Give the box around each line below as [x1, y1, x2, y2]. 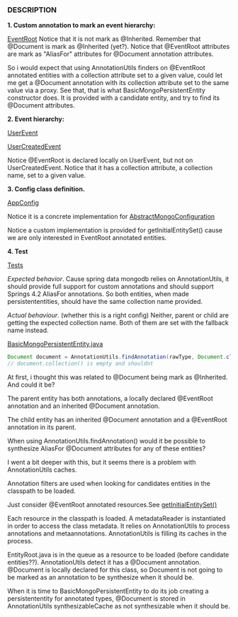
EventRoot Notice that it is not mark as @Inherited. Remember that [7, 35, 201, 43]
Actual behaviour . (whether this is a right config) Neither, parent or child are [7, 311, 229, 319]
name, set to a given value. [7, 171, 86, 180]
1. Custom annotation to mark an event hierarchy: [7, 21, 156, 30]
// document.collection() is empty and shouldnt [7, 360, 154, 368]
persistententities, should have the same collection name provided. [7, 298, 203, 306]
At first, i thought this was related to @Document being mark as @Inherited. [7, 373, 228, 382]
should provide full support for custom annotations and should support [7, 282, 214, 291]
